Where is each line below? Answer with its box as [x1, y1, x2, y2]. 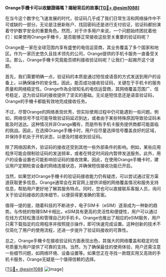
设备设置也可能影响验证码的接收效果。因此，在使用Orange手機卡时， [13, 157, 155, 163]
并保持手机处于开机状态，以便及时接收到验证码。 [5, 134, 105, 139]
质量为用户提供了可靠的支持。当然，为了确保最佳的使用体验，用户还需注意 [9, 244, 161, 250]
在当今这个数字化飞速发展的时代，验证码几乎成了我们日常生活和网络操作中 [5, 15, 157, 21]
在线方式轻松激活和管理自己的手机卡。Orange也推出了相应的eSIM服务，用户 [5, 215, 161, 221]
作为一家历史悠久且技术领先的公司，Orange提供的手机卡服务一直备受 [13, 51, 155, 56]
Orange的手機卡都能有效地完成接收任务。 [5, 99, 90, 104]
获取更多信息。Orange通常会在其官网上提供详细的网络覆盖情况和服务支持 [9, 179, 159, 185]
